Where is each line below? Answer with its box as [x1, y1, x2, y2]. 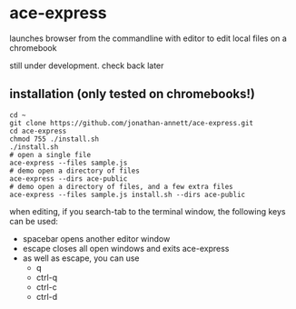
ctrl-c [35, 281, 57, 293]
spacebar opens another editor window [22, 233, 171, 244]
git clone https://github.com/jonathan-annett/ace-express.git [9, 118, 254, 127]
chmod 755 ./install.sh [9, 135, 100, 144]
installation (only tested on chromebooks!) [9, 86, 256, 102]
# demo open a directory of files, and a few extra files [9, 182, 233, 191]
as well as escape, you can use [22, 253, 140, 264]
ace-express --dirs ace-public [9, 174, 128, 184]
